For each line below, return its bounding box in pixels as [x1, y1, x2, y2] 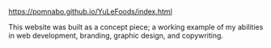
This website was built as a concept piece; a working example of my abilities [8, 22, 264, 31]
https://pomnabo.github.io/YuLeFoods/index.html [8, 7, 172, 16]
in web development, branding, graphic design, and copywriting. [8, 31, 224, 40]
